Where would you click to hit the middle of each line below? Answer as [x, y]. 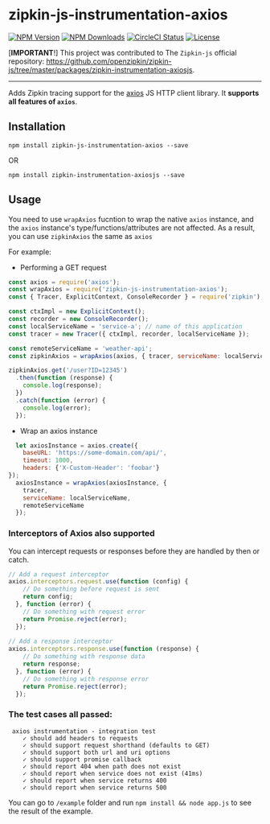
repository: [27, 61]
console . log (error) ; [57, 408]
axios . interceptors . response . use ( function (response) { [104, 649]
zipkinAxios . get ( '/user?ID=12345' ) [68, 371]
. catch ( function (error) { [61, 400]
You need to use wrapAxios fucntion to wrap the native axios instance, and [131, 219]
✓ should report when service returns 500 [95, 787]
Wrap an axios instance [59, 431]
